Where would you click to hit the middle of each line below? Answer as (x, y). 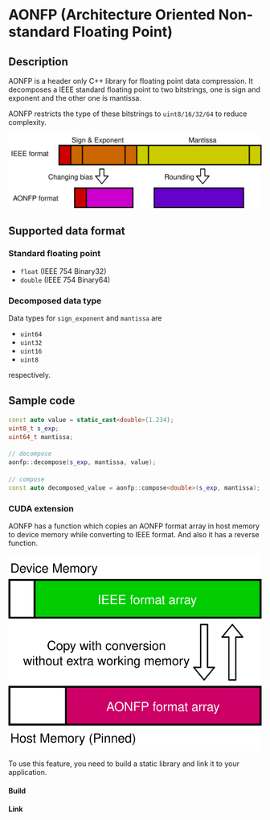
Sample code (42, 400)
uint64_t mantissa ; (41, 437)
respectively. (29, 375)
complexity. (27, 122)
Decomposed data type (55, 300)
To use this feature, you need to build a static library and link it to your (124, 764)
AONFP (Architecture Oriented (112, 15)
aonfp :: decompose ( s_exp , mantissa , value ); (82, 462)
